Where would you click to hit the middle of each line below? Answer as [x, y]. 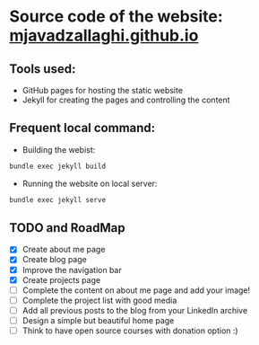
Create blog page [54, 260]
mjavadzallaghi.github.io [104, 35]
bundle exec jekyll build [57, 166]
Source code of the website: [117, 17]
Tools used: [43, 69]
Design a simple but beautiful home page [98, 320]
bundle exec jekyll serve [57, 199]
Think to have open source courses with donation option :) [130, 331]
